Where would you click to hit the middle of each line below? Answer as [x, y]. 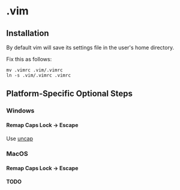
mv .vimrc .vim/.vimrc [34, 70]
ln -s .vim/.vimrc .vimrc [38, 76]
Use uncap [20, 138]
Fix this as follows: [29, 59]
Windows [20, 111]
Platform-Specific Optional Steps [70, 94]
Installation [28, 33]
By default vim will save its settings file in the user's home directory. [90, 47]
